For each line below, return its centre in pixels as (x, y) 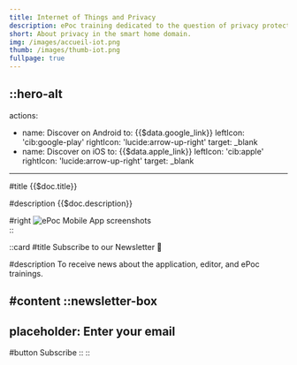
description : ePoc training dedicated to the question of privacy (134, 26)
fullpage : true (37, 58)
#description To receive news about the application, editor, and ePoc (134, 264)
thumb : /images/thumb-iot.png (65, 50)
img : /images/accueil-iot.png (65, 42)
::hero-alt (36, 94)
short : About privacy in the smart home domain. (100, 34)
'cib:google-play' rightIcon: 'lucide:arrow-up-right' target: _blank (140, 141)
